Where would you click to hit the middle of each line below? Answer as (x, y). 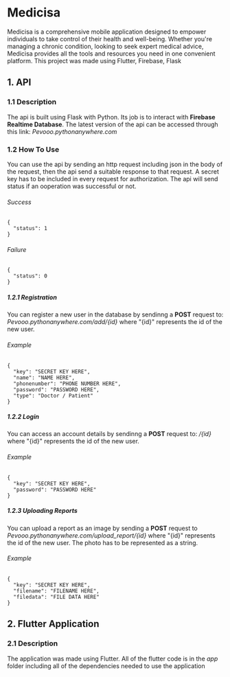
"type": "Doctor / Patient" (54, 395)
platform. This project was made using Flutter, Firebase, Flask (94, 60)
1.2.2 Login (23, 417)
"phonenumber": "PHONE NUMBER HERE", (67, 383)
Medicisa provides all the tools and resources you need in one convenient (111, 54)
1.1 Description (32, 102)
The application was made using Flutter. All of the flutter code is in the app (113, 658)
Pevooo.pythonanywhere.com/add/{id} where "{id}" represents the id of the (115, 322)
